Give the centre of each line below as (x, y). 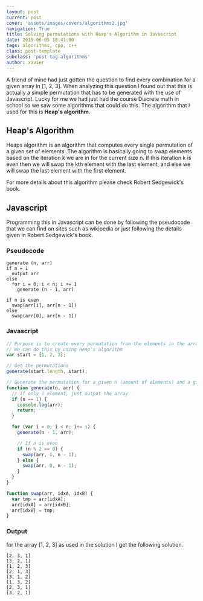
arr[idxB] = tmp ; (34, 510)
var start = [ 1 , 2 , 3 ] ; (36, 355)
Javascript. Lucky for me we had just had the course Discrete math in (93, 99)
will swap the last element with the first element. (66, 171)
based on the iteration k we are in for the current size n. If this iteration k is (99, 158)
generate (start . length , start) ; (47, 372)
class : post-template (34, 51)
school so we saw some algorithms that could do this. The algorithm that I (98, 105)
